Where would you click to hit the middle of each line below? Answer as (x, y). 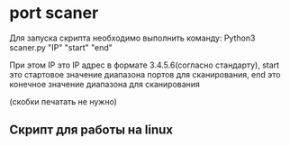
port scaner (54, 13)
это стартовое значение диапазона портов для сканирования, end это (145, 74)
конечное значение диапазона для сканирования (105, 84)
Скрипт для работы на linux (91, 130)
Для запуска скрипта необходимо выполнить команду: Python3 (132, 38)
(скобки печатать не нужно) (63, 101)
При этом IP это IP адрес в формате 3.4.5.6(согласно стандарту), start (145, 65)
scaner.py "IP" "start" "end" (61, 47)
